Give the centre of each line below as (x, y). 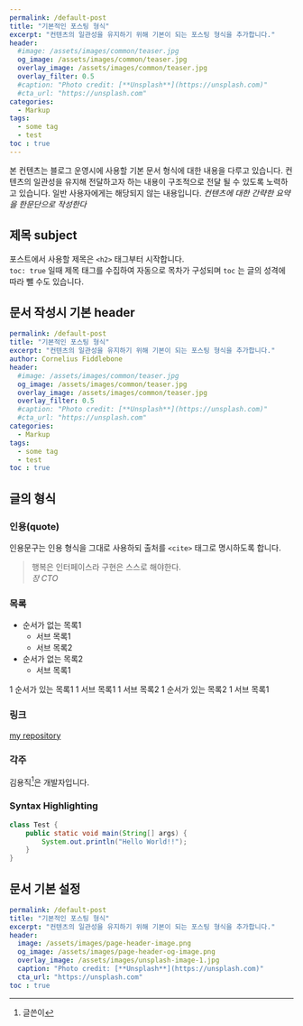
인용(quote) (35, 526)
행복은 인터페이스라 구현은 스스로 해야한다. (106, 567)
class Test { (34, 825)
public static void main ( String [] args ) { (106, 833)
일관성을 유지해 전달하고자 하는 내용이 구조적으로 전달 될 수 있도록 (148, 181)
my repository (35, 735)
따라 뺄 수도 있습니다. (46, 282)
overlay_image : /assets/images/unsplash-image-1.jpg (119, 961)
